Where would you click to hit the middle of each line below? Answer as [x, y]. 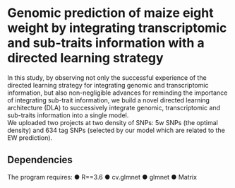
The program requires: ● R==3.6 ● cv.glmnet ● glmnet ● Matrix [102, 177]
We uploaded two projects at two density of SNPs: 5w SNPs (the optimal [113, 122]
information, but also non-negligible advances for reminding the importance [117, 93]
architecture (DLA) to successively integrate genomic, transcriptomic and [114, 107]
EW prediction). [30, 137]
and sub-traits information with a [106, 43]
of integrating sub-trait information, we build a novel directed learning [109, 100]
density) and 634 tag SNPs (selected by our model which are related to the [116, 130]
